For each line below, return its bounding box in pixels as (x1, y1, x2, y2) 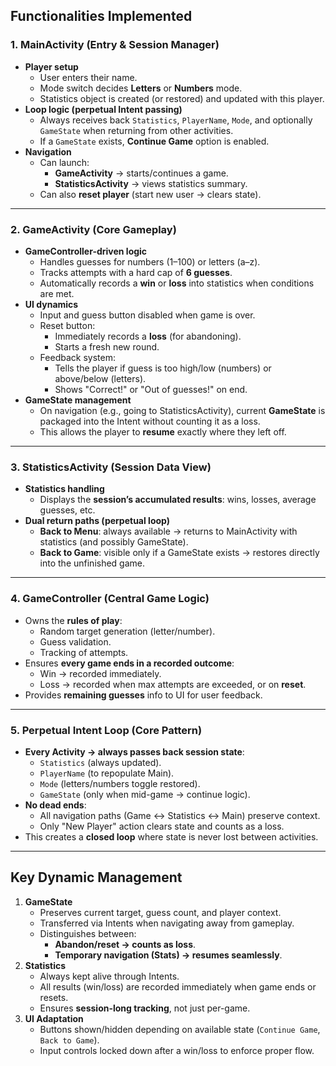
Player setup (24, 60, 79, 73)
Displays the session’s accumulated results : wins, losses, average (39, 494, 317, 506)
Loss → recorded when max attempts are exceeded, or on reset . (39, 678, 307, 690)
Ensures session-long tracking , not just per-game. (39, 1002, 251, 1014)
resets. (39, 991, 69, 1003)
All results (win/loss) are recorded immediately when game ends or (39, 980, 317, 993)
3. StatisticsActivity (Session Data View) (10, 460, 212, 474)
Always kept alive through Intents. (39, 970, 180, 982)
